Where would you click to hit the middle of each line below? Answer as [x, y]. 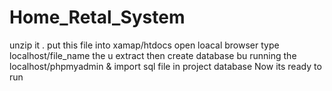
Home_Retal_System [97, 17]
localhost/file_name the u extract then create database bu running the [153, 55]
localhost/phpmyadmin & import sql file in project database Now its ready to [165, 66]
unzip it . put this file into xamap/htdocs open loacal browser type [144, 45]
